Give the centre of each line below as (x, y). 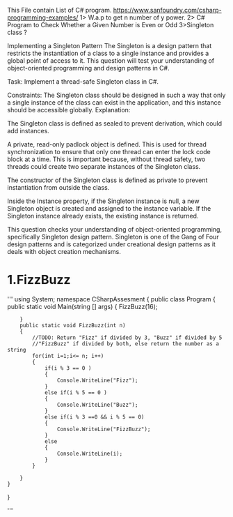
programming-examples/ (43, 17)
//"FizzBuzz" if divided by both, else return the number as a (126, 344)
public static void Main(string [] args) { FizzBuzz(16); (82, 306)
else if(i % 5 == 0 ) (76, 392)
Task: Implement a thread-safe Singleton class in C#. (83, 82)
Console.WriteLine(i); (90, 454)
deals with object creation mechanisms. (64, 252)
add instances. (29, 131)
